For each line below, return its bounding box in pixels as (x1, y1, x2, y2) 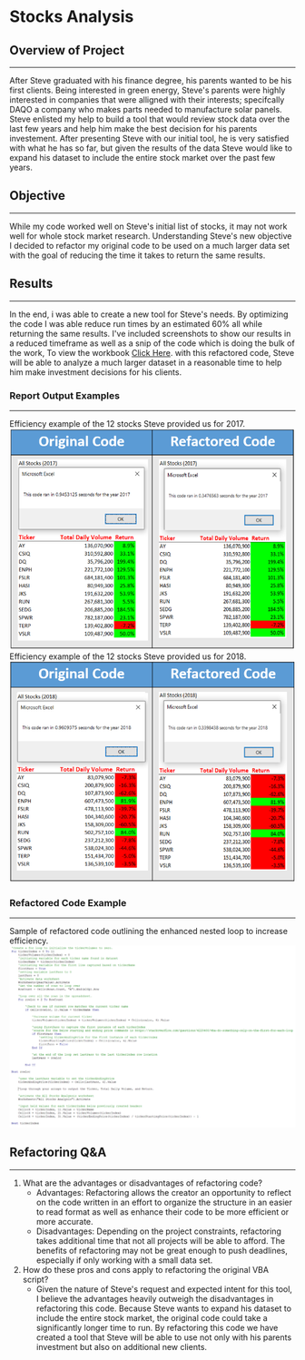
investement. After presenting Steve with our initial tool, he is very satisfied (9, 133, 290, 143)
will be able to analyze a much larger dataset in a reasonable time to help (9, 357, 282, 368)
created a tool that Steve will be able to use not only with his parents (35, 1332, 292, 1343)
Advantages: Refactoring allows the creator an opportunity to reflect (35, 1187, 292, 1197)
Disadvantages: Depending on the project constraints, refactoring (35, 1226, 281, 1237)
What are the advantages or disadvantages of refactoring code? (22, 1178, 263, 1188)
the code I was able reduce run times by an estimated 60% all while (9, 318, 263, 329)
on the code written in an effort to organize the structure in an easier (35, 1197, 292, 1207)
